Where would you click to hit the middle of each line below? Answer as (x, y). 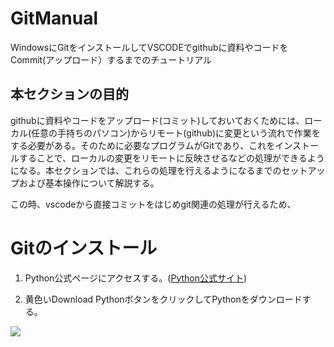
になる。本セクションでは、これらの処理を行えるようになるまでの (146, 170)
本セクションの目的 (69, 94)
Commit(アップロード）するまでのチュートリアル (111, 59)
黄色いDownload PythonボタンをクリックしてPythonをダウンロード (163, 299)
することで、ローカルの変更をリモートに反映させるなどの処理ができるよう (171, 158)
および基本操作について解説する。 (89, 183)
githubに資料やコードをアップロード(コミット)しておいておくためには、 (157, 120)
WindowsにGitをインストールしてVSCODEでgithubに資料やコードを (149, 47)
